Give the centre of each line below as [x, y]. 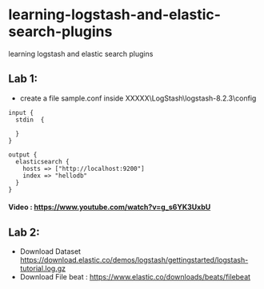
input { [21, 113]
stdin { [30, 120]
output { [23, 154]
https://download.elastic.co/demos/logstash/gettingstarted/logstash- [134, 260]
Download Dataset [50, 251]
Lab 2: [24, 232]
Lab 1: [23, 79]
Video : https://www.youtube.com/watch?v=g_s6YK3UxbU [110, 207]
